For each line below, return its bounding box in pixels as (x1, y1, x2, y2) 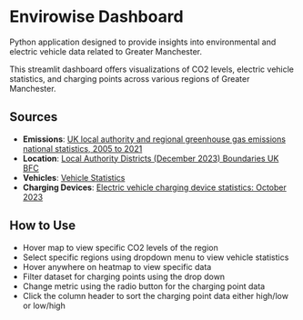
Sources (9, 109, 58, 125)
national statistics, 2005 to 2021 (22, 143, 143, 154)
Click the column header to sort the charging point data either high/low (22, 290, 289, 301)
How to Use (9, 218, 76, 234)
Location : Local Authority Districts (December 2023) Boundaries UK (22, 153, 279, 164)
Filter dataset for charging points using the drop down (22, 271, 226, 282)
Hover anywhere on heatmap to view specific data (22, 261, 212, 272)
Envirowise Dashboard (9, 6, 184, 27)
